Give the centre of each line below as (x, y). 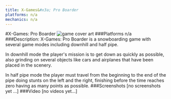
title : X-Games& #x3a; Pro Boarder (42, 10)
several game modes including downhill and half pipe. (62, 45)
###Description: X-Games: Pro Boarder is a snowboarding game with (78, 39)
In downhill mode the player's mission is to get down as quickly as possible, (85, 54)
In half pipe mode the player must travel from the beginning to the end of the (86, 75)
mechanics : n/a (21, 19)
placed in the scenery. (29, 65)
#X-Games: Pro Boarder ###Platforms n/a (68, 34)
